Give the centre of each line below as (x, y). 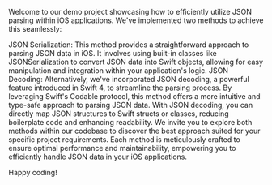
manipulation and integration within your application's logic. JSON (119, 71)
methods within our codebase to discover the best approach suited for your (134, 131)
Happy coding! (33, 172)
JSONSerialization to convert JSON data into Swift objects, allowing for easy (136, 62)
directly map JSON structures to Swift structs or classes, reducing (119, 114)
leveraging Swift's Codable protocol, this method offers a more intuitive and (134, 96)
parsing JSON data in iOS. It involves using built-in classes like (113, 53)
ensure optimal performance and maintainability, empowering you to (122, 148)
